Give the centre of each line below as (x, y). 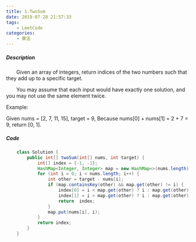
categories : (20, 33)
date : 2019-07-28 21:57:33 (39, 17)
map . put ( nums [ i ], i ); (74, 212)
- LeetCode (30, 28)
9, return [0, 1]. (24, 125)
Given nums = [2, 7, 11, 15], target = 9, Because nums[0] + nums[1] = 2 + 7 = (97, 118)
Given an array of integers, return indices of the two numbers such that (102, 72)
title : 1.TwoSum (26, 11)
